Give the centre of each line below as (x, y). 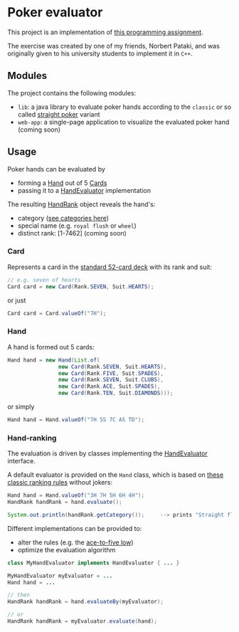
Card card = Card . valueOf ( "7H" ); (57, 313)
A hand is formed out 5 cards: (51, 347)
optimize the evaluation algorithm (67, 549)
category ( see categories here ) (63, 218)
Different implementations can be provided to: (75, 528)
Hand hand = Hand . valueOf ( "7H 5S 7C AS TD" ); (76, 420)
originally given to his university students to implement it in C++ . (100, 53)
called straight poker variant (59, 114)
